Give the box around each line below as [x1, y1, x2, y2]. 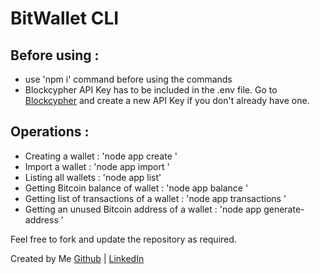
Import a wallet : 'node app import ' [24, 160, 170, 172]
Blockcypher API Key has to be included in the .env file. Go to [24, 84, 278, 96]
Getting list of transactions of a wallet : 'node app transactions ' [24, 192, 287, 204]
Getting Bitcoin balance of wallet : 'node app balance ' [24, 182, 249, 194]
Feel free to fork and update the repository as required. [10, 233, 237, 245]
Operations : [10, 123, 90, 141]
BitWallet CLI [10, 7, 120, 30]
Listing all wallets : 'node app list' [24, 171, 162, 183]
